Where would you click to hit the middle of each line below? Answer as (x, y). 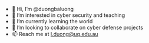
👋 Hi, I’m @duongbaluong (43, 9)
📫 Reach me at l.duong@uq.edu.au (55, 34)
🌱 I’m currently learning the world (52, 21)
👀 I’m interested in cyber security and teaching (68, 15)
